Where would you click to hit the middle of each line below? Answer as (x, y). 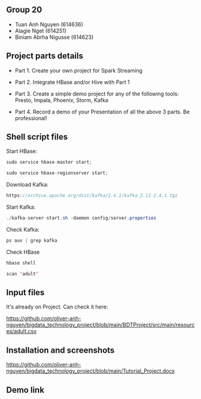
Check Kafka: (23, 229)
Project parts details (45, 56)
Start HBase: (22, 151)
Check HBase (23, 252)
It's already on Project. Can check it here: (57, 307)
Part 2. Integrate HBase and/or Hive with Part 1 (72, 82)
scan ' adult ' (22, 274)
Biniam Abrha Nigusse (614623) (54, 37)
